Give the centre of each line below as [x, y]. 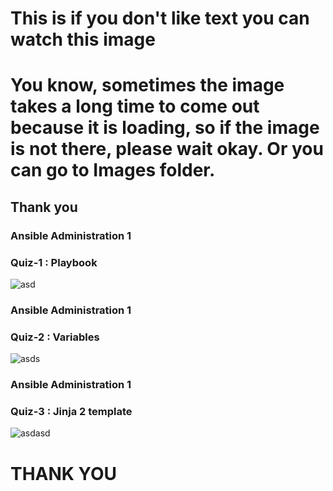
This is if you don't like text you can [160, 18]
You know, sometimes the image [147, 85]
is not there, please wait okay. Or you [167, 149]
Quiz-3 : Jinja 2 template [71, 412]
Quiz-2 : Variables [55, 337]
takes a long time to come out [135, 106]
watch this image [83, 39]
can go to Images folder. [113, 170]
